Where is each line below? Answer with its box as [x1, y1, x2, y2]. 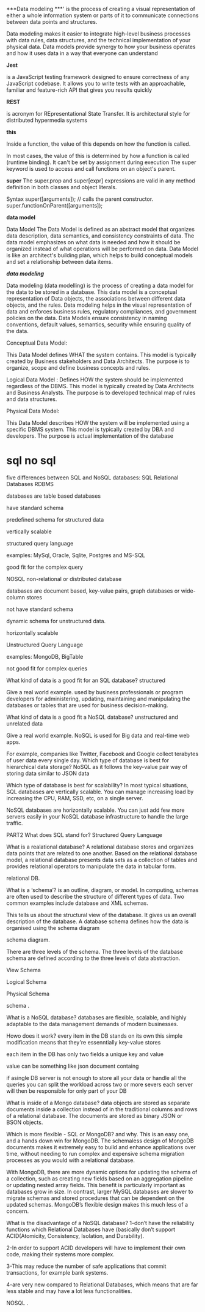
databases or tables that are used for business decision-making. [6, 701, 168, 709]
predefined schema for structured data [6, 515, 104, 523]
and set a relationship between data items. [6, 258, 113, 265]
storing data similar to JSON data [6, 770, 90, 777]
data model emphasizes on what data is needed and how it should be [6, 239, 181, 246]
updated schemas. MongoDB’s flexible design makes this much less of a [6, 1201, 188, 1208]
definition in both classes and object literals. [6, 184, 117, 190]
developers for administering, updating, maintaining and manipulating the [6, 695, 190, 702]
